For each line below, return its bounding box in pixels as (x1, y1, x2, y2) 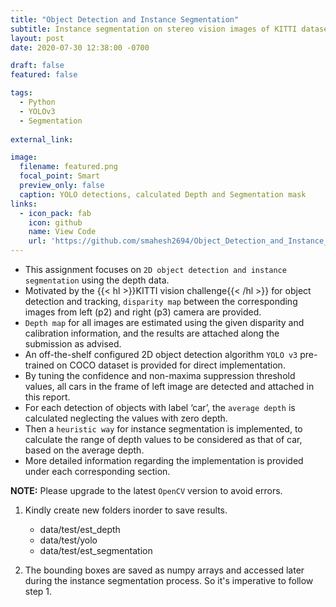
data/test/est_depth (39, 524, 121, 535)
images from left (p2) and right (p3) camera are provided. (24, 306, 262, 318)
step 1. (24, 586, 53, 597)
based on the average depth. (24, 444, 145, 456)
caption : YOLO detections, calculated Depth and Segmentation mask (19, 189, 307, 200)
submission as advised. (24, 338, 122, 350)
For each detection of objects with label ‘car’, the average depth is (24, 402, 296, 413)
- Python (19, 97, 56, 107)
